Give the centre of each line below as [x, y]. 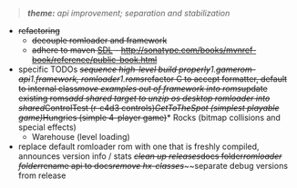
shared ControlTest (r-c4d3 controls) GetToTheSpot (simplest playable [148, 108]
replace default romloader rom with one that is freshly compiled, [138, 146]
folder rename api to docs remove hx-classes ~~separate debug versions [153, 166]
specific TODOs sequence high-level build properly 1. [117, 69]
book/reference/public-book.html [94, 59]
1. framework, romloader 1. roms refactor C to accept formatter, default [159, 79]
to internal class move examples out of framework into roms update [143, 89]
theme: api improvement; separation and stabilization [128, 13]
